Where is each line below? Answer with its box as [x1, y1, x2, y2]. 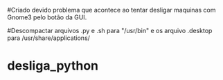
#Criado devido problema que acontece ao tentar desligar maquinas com [7, 6, 216, 14]
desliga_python [7, 58, 99, 74]
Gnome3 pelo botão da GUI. [7, 13, 87, 21]
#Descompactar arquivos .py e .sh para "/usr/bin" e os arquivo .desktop [7, 27, 213, 34]
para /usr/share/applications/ [7, 34, 90, 42]
